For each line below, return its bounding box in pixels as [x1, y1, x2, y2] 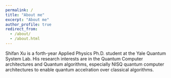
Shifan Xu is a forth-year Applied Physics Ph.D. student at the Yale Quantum [5, 50, 166, 56]
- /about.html [10, 36, 40, 42]
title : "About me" [5, 12, 45, 17]
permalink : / [5, 7, 33, 13]
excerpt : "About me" [5, 17, 50, 22]
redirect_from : [5, 27, 38, 32]
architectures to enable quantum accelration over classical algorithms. [5, 66, 154, 72]
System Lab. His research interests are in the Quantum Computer [5, 55, 143, 62]
